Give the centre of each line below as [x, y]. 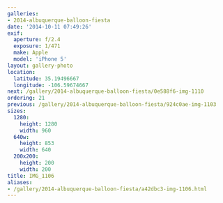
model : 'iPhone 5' [40, 59]
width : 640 [36, 150]
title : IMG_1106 [31, 176]
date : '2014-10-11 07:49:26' [49, 27]
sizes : [17, 111]
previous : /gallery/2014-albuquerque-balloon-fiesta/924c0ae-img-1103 [112, 105]
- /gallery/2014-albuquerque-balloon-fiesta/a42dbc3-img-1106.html [107, 189]
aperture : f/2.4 [37, 40]
